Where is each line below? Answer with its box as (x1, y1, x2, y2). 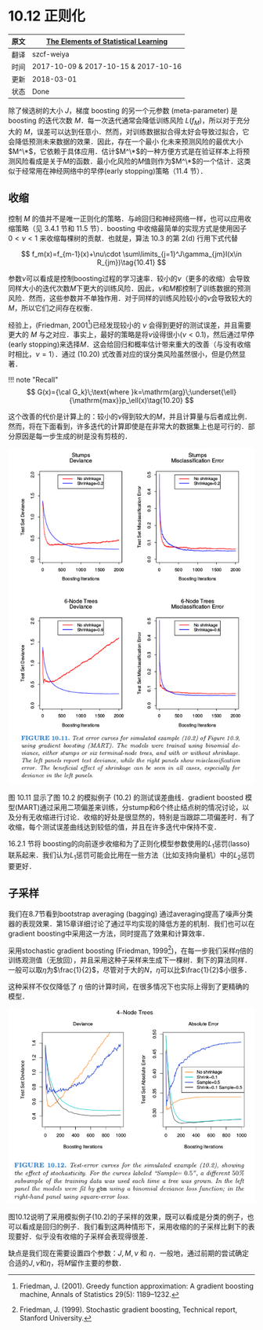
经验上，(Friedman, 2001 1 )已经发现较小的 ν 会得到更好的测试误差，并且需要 (8, 319, 252, 330)
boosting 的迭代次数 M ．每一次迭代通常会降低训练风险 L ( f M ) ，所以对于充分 (8, 115, 250, 126)
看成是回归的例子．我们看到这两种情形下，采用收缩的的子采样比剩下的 (21, 1222, 248, 1231)
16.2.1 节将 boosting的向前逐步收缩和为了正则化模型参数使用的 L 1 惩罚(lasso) (8, 839, 250, 851)
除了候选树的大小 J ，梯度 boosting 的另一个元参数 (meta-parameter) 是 (8, 105, 238, 115)
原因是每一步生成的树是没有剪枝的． (14, 431, 131, 441)
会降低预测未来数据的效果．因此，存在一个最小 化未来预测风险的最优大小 (8, 137, 243, 146)
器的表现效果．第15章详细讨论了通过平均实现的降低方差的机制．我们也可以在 (8, 918, 255, 928)
